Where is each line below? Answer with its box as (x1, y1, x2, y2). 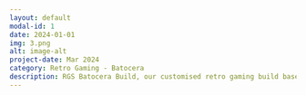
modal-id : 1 (9, 22, 55, 31)
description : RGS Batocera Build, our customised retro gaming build (9, 72, 280, 81)
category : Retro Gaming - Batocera (9, 64, 145, 73)
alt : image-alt (9, 47, 67, 56)
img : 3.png (9, 38, 51, 48)
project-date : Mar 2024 (9, 55, 100, 64)
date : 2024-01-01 (9, 30, 76, 39)
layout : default (9, 13, 71, 23)
